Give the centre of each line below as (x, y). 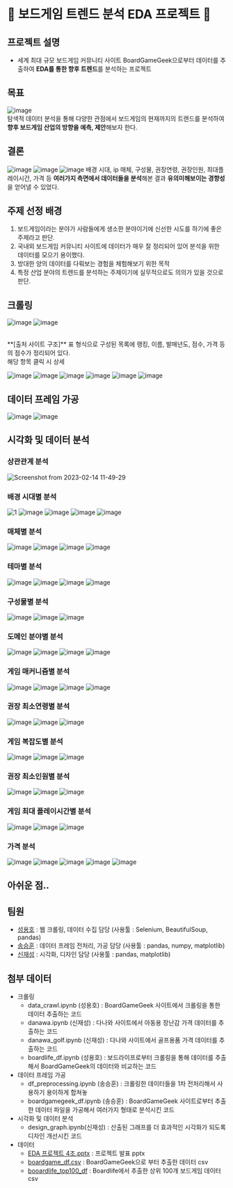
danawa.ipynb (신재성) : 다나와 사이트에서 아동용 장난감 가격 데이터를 (122, 1023)
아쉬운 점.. (29, 886)
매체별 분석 (25, 532)
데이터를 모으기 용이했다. (51, 255)
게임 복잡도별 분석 (35, 741)
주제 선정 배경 (35, 211)
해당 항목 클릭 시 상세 (36, 362)
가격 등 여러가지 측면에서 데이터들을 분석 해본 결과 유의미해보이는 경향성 (129, 178)
